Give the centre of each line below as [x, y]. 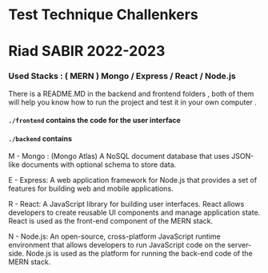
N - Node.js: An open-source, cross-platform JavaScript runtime [115, 236]
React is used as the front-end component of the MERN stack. [111, 221]
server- [239, 245]
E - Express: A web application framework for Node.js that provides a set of [133, 180]
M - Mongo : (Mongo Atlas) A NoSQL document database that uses [119, 156]
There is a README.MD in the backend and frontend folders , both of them [131, 93]
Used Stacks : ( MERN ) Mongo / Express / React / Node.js [122, 76]
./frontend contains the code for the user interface [95, 121]
